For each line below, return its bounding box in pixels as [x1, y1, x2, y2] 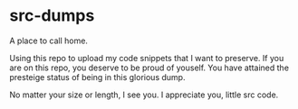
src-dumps [9, 5, 95, 26]
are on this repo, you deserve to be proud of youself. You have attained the [9, 62, 290, 73]
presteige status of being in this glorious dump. [9, 71, 186, 82]
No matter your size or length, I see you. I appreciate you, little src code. [9, 89, 279, 100]
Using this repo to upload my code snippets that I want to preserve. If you [9, 52, 284, 63]
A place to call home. [9, 35, 89, 46]
